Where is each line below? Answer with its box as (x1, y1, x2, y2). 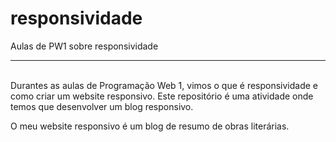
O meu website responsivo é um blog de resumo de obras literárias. (10, 120, 290, 132)
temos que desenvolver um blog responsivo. (10, 100, 194, 112)
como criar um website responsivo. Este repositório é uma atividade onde (10, 90, 314, 102)
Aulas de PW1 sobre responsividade (10, 40, 159, 52)
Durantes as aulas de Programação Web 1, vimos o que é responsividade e (10, 79, 319, 91)
